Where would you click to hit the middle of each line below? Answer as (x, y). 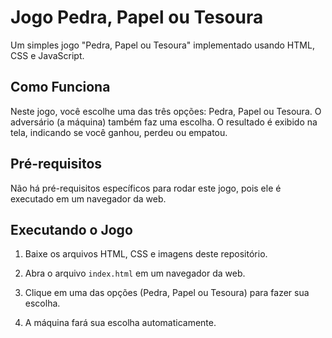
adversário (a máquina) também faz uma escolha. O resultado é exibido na (164, 122)
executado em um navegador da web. (88, 198)
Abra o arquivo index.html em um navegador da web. (135, 273)
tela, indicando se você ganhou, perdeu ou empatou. (119, 132)
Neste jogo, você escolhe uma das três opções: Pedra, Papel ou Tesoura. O (166, 111)
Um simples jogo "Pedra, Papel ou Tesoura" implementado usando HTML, (162, 45)
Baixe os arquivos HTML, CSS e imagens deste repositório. (146, 254)
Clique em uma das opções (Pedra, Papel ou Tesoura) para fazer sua (167, 293)
